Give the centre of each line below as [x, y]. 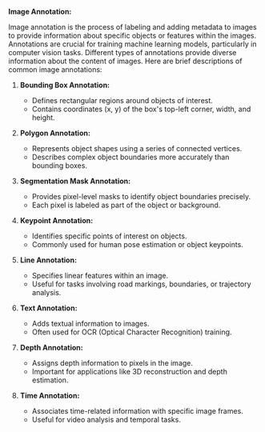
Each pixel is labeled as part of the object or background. [126, 205]
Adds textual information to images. [90, 324]
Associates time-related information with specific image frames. [138, 411]
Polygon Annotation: [55, 133]
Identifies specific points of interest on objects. [109, 236]
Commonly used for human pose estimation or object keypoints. [138, 244]
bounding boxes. [60, 166]
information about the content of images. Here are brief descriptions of [125, 61]
